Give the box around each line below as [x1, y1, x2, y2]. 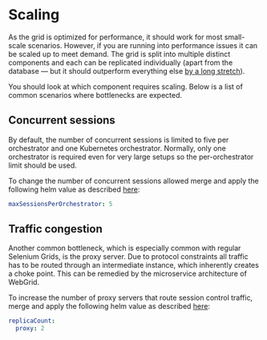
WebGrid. [8, 277, 40, 287]
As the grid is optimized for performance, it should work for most [8, 32, 223, 42]
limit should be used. [8, 160, 78, 170]
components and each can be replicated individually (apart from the [8, 58, 233, 67]
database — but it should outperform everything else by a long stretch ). [8, 66, 245, 75]
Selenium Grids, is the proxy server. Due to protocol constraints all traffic [8, 252, 249, 261]
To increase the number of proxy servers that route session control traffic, [8, 293, 253, 302]
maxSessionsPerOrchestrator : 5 [8, 200, 113, 208]
